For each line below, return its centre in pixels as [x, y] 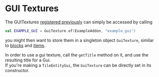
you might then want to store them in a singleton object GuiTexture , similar [79, 40]
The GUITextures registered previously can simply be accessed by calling [79, 22]
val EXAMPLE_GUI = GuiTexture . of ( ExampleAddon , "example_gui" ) [71, 31]
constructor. [17, 70]
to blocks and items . [25, 45]
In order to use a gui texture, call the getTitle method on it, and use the [77, 55]
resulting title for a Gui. [28, 60]
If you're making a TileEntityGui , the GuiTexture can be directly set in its [78, 65]
